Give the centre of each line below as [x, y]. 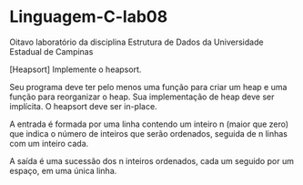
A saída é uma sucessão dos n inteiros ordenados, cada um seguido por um [151, 160]
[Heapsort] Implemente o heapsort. [76, 69]
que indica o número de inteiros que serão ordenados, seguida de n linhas [149, 133]
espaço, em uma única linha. [63, 170]
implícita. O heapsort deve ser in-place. [83, 106]
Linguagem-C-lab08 [89, 17]
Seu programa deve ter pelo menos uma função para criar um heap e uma [148, 87]
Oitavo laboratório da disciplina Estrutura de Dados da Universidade [136, 42]
